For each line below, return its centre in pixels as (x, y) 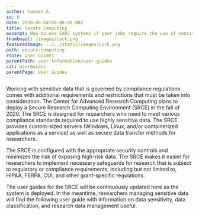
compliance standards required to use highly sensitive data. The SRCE (92, 120)
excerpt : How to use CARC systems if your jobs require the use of (91, 34)
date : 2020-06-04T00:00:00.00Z (45, 22)
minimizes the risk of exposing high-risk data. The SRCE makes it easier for (98, 157)
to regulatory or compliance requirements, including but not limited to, (92, 170)
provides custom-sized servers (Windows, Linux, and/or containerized (92, 126)
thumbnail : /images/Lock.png (42, 39)
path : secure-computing (36, 50)
